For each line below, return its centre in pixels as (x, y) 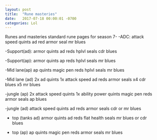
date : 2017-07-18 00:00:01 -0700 (41, 18)
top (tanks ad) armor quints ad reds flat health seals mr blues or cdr (79, 118)
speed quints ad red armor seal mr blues (45, 42)
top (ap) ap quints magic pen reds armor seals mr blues (67, 132)
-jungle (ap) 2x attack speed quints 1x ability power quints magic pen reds (78, 94)
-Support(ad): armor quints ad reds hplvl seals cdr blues (61, 51)
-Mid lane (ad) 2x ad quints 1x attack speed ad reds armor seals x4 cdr (76, 79)
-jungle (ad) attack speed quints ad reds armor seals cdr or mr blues (73, 109)
